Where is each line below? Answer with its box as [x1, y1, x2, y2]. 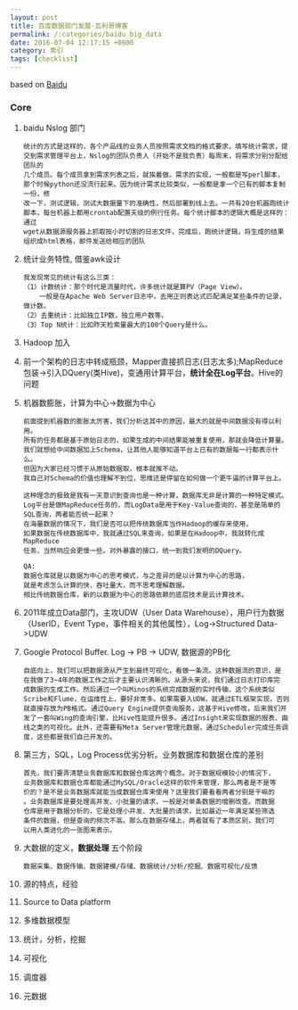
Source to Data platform [22, 897, 111, 907]
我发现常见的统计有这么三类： [22, 273, 117, 282]
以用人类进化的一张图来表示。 [22, 826, 117, 835]
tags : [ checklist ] [10, 54, 78, 63]
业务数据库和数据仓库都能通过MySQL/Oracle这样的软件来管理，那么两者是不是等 [22, 778, 277, 788]
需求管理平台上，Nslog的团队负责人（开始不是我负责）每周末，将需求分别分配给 [36, 152, 288, 161]
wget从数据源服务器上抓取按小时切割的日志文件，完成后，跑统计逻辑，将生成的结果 [22, 228, 285, 236]
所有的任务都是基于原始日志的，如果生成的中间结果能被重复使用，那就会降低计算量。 [22, 436, 288, 445]
